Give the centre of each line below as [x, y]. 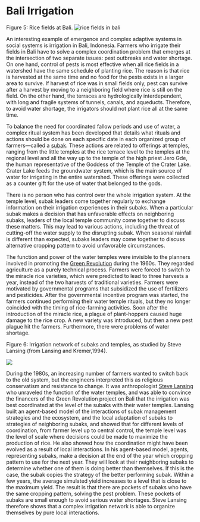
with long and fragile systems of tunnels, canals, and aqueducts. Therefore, [99, 102]
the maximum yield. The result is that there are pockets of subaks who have [99, 487]
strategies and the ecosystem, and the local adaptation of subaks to [90, 417]
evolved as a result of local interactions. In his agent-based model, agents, [98, 449]
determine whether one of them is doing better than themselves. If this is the [100, 468]
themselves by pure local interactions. [53, 512]
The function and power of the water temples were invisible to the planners [98, 257]
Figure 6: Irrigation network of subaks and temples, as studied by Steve [94, 344]
